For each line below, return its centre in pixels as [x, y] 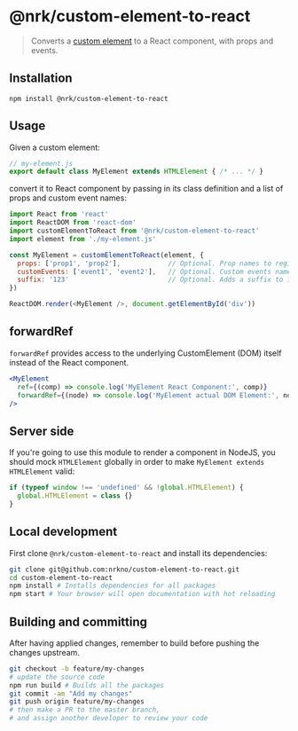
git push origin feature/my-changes [77, 702]
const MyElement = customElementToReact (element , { [106, 255]
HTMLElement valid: [42, 471]
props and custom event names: [68, 198]
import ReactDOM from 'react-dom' [73, 223]
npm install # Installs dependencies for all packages [113, 586]
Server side [42, 431]
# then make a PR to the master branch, [85, 710]
